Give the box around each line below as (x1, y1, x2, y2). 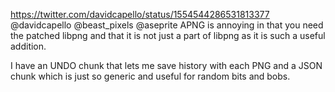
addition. (10, 40, 47, 52)
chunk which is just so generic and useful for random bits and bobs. (10, 70, 291, 82)
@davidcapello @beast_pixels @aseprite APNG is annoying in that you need (10, 19, 324, 31)
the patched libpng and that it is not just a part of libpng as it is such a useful (10, 30, 326, 41)
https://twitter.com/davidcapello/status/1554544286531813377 (10, 9, 270, 20)
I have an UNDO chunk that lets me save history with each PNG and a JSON (10, 60, 323, 71)
